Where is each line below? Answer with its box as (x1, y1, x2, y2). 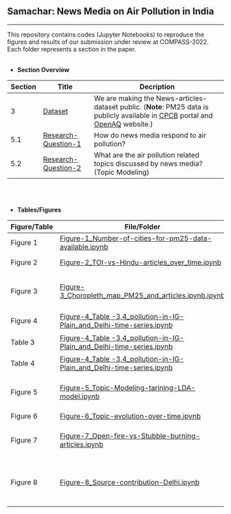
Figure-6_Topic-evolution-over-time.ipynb (59, 412, 201, 421)
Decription (140, 82, 175, 91)
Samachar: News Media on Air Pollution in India (7, 5, 214, 17)
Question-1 (43, 139, 81, 148)
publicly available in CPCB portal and (93, 111, 213, 120)
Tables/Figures (16, 205, 62, 214)
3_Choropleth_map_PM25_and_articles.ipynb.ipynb (59, 291, 225, 300)
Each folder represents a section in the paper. (7, 45, 136, 53)
